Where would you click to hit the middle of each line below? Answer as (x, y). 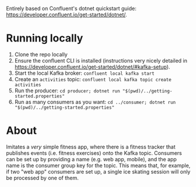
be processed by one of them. (42, 178)
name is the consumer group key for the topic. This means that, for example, (98, 165)
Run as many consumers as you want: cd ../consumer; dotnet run (95, 102)
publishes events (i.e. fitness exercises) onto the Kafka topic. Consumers (94, 153)
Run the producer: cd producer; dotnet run (67, 91)
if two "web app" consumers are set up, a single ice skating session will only (98, 171)
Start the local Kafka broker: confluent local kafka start (85, 73)
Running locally (45, 38)
